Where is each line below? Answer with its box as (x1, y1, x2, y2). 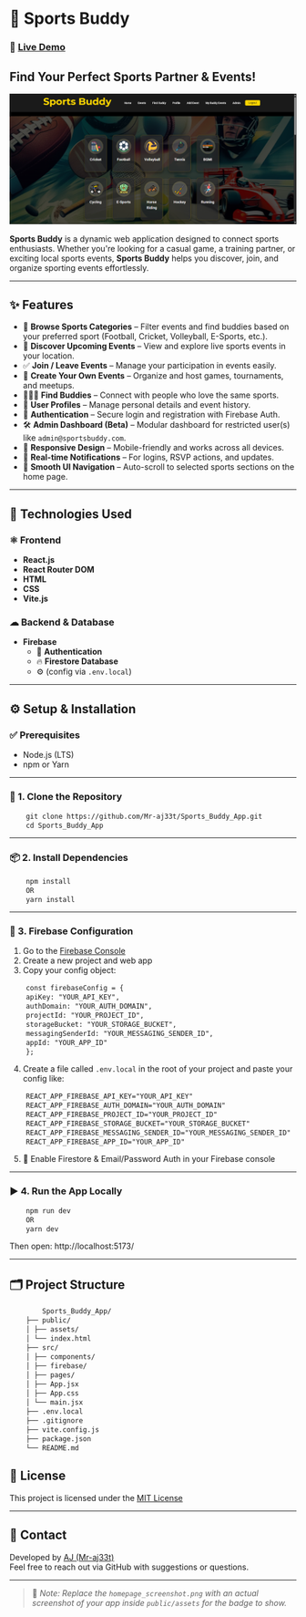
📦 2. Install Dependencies (9, 852, 129, 865)
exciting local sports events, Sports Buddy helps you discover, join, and (9, 253, 280, 264)
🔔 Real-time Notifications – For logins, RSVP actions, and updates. (22, 451, 275, 463)
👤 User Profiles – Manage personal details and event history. (22, 399, 251, 410)
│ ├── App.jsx (25, 1380, 79, 1389)
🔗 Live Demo (9, 41, 66, 54)
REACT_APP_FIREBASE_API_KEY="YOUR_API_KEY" (25, 1092, 194, 1101)
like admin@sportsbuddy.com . (22, 432, 127, 443)
